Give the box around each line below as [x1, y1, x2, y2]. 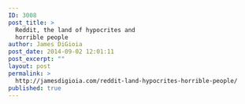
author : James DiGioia [8, 41, 83, 48]
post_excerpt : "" [8, 56, 65, 63]
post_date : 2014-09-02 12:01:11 [8, 48, 114, 56]
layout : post [8, 63, 51, 70]
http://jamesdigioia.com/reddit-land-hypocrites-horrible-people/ [15, 77, 238, 84]
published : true [8, 84, 61, 92]
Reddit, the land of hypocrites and [15, 26, 135, 34]
